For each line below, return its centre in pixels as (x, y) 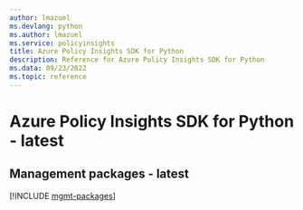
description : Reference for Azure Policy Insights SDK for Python (137, 60)
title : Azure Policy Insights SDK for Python (96, 52)
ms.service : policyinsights (62, 43)
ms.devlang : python (46, 26)
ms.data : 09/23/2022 (48, 69)
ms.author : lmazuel (46, 34)
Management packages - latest (99, 174)
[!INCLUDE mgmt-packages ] (62, 196)
